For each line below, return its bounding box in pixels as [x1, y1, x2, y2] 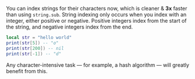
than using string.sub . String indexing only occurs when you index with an [6, 11, 187, 18]
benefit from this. [6, 67, 48, 74]
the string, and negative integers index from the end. [6, 23, 133, 30]
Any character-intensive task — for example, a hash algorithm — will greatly [6, 61, 189, 69]
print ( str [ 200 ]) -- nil [6, 45, 64, 51]
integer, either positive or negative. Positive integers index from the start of [6, 17, 187, 24]
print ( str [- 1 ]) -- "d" [6, 51, 61, 57]
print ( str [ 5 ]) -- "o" [6, 40, 59, 46]
